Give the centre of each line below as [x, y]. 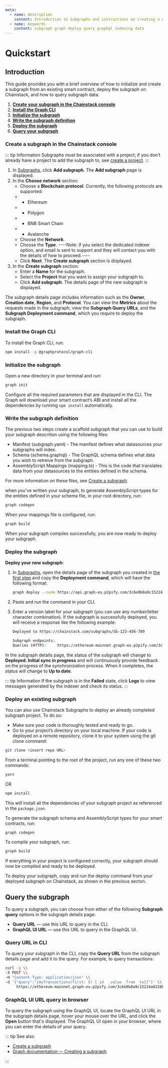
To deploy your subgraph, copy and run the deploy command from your [79, 876]
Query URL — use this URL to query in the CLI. [60, 924]
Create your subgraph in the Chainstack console [64, 105]
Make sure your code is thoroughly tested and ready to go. [73, 725]
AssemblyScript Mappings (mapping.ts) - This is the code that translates [87, 466]
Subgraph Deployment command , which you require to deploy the [74, 313]
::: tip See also [20, 1036]
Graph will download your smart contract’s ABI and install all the [71, 400]
